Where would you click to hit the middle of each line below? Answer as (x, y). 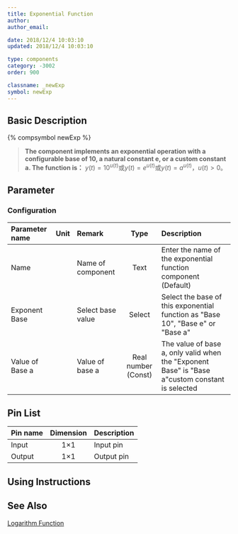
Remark (90, 233)
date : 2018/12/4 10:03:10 (45, 40)
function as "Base (191, 314)
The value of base (191, 343)
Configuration (32, 211)
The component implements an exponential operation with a (115, 151)
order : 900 (23, 72)
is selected (179, 388)
